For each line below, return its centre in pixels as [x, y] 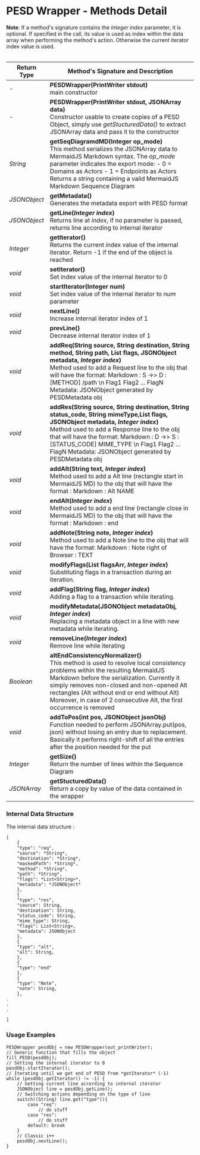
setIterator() [67, 269]
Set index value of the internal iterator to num [113, 294]
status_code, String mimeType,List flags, [109, 414]
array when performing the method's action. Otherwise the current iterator [98, 40]
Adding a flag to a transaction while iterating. [112, 596]
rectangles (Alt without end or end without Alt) [115, 693]
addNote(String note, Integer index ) [101, 533]
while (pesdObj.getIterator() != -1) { [56, 1078]
